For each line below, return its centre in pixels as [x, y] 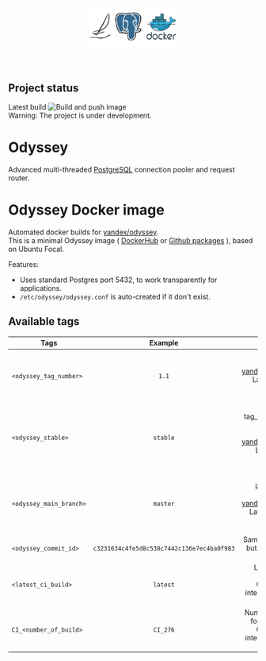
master [164, 504]
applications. [40, 288]
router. [19, 178]
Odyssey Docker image [86, 210]
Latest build [27, 107]
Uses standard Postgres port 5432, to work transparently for [118, 280]
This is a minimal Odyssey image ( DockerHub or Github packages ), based [131, 240]
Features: [24, 264]
